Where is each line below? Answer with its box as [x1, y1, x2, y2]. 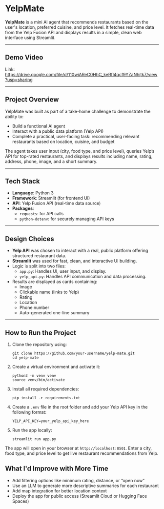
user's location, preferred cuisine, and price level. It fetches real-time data [5, 24, 155, 30]
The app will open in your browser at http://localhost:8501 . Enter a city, [5, 445, 152, 451]
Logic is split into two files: [12, 263, 66, 269]
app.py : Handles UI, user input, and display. [19, 268, 106, 274]
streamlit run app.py [12, 437, 56, 442]
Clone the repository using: [12, 342, 67, 347]
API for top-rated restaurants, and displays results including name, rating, [5, 153, 153, 159]
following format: [12, 409, 46, 415]
